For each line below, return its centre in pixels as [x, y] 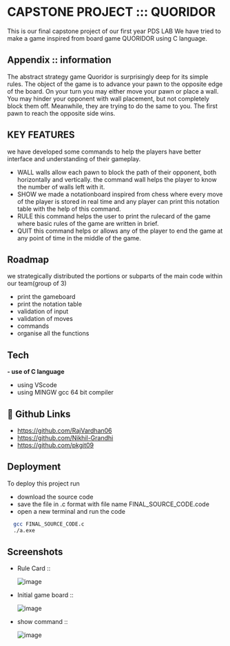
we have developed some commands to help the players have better [104, 152]
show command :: [42, 622]
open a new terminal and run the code [71, 511]
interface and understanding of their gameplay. [74, 158]
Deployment [34, 467]
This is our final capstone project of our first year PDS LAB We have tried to [114, 31]
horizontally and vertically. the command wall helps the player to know [117, 179]
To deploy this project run [44, 483]
